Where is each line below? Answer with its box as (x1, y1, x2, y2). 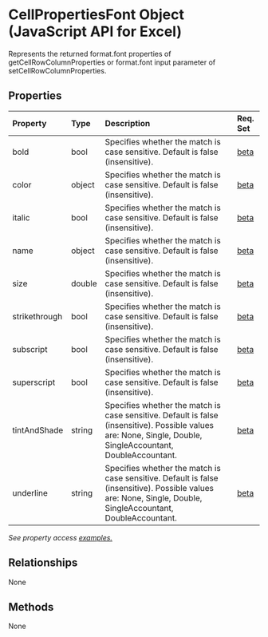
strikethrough (12, 311, 63, 322)
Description (104, 117, 151, 129)
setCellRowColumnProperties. (8, 65, 107, 75)
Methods (8, 600, 54, 614)
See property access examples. (8, 532, 113, 542)
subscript (12, 343, 48, 354)
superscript (12, 377, 56, 388)
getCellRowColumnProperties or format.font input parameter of (8, 57, 216, 67)
